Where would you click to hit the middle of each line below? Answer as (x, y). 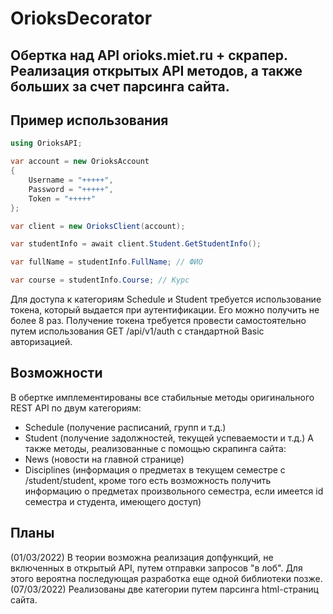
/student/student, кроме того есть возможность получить (148, 480)
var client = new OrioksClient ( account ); (98, 226)
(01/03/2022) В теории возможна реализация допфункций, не (142, 557)
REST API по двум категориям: (76, 408)
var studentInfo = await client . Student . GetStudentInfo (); (136, 244)
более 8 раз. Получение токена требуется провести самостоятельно (158, 321)
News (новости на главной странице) (104, 459)
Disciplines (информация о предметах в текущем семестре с (155, 469)
